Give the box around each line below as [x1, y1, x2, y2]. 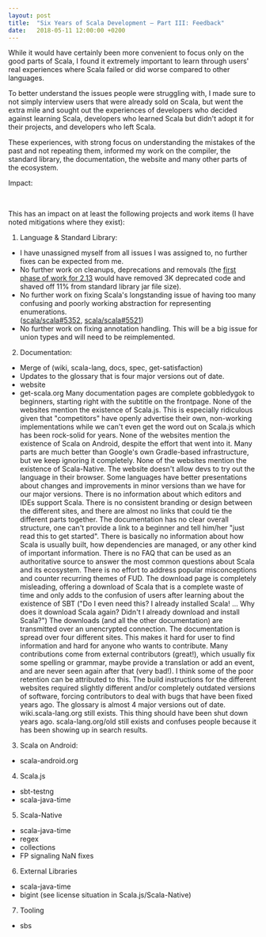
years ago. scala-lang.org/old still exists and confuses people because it [19, 717, 256, 726]
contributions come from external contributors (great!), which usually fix [19, 649, 256, 659]
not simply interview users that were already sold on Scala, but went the [8, 97, 244, 107]
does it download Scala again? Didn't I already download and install [19, 607, 240, 617]
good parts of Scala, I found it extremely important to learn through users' [8, 56, 249, 66]
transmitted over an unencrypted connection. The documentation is [19, 624, 241, 634]
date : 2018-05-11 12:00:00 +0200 [8, 26, 126, 34]
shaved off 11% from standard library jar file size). [19, 282, 182, 292]
